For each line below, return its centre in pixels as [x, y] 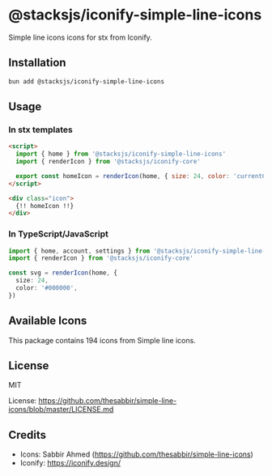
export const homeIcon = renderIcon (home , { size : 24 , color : [123, 176]
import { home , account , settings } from [79, 251]
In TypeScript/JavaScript [59, 234]
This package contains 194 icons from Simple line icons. [102, 340]
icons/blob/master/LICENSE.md [61, 410]
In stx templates [40, 130]
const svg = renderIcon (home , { [63, 273]
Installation [37, 63]
